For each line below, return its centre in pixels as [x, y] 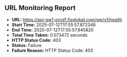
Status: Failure [27, 45]
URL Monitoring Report [40, 8]
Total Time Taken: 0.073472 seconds [50, 35]
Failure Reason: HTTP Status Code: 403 [52, 50]
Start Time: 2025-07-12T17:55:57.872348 [53, 25]
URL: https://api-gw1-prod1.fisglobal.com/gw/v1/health [67, 19]
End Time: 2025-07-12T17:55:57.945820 [53, 30]
